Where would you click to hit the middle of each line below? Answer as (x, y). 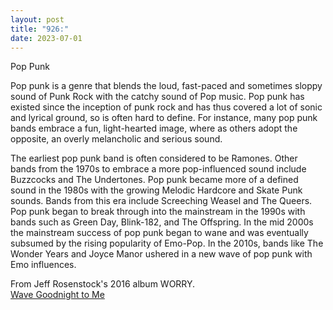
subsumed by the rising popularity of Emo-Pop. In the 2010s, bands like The (167, 243)
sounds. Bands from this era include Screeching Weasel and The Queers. (161, 201)
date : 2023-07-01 (46, 38)
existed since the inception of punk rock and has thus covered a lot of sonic (166, 107)
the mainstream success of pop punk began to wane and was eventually (159, 233)
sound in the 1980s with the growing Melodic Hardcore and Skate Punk (156, 190)
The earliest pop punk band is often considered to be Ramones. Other (154, 158)
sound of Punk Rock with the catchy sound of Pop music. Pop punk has (157, 97)
